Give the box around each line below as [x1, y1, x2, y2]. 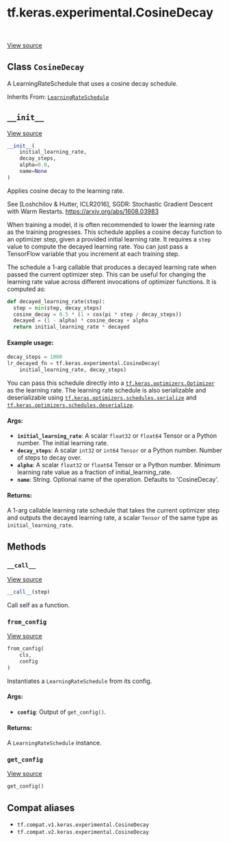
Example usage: [7, 338, 54, 347]
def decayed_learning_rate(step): [7, 298, 106, 305]
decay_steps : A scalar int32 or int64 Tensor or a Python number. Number [16, 446, 222, 454]
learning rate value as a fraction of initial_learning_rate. [16, 468, 172, 476]
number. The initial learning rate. [16, 439, 109, 447]
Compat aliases [7, 802, 75, 814]
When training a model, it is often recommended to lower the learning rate [7, 220, 215, 229]
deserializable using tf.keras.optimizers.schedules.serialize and [7, 393, 197, 402]
